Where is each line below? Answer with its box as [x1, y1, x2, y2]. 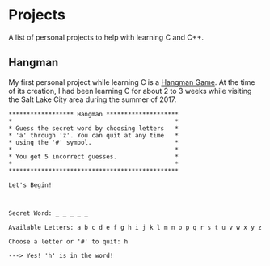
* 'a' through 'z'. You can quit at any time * [8, 131, 179, 139]
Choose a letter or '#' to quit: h [8, 237, 129, 246]
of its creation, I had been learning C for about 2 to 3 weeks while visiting [8, 86, 252, 95]
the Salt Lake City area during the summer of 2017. [8, 95, 177, 104]
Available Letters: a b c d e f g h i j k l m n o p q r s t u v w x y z [8, 223, 263, 231]
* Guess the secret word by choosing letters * [8, 124, 179, 133]
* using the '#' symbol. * [8, 138, 179, 146]
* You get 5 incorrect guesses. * [8, 152, 179, 161]
